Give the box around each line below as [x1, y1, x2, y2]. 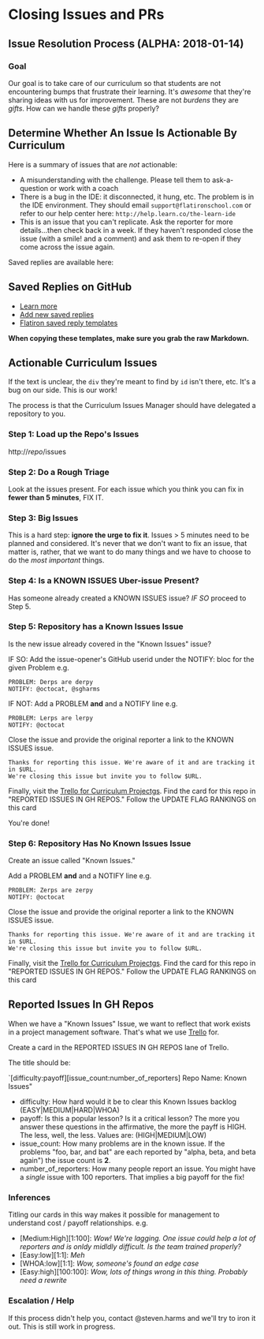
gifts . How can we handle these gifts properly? [8, 103, 160, 113]
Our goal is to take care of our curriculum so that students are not [8, 78, 221, 88]
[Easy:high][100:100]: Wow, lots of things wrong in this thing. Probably [19, 1267, 248, 1277]
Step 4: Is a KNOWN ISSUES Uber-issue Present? [8, 575, 199, 586]
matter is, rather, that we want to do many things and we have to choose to [8, 547, 251, 557]
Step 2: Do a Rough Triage [8, 466, 110, 477]
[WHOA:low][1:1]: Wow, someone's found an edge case [19, 1259, 199, 1268]
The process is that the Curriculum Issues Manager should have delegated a [8, 401, 256, 410]
